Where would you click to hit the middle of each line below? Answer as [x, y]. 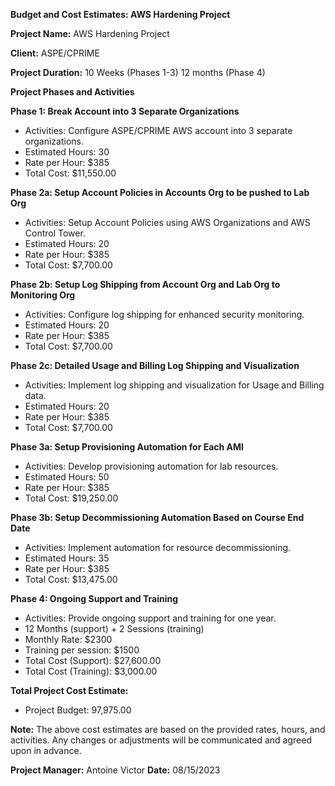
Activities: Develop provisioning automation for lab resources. [151, 466]
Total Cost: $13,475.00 [71, 579]
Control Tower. [55, 233]
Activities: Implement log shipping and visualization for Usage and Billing [174, 385]
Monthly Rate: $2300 [68, 639]
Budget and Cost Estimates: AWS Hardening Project [120, 14]
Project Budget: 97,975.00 [78, 710]
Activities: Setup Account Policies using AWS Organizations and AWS [167, 222]
